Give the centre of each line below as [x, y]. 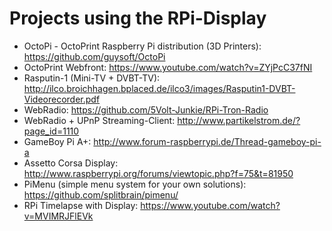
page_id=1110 [51, 131]
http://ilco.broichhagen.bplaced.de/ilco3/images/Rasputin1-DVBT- [159, 88]
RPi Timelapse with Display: [81, 205]
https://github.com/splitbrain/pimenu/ [101, 194]
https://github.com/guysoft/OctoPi [94, 56]
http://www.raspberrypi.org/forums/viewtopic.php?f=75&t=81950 [158, 173]
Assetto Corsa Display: [71, 163]
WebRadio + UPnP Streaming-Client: [99, 120]
